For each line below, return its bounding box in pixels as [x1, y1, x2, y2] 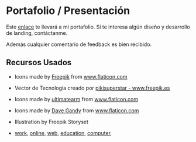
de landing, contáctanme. [6, 29, 68, 36]
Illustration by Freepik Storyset [14, 118, 89, 125]
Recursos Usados [6, 58, 72, 68]
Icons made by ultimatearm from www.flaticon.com [14, 95, 139, 102]
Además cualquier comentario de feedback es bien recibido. [6, 41, 152, 48]
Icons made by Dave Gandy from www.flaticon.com [14, 106, 139, 114]
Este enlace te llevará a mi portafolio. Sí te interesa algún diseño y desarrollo [6, 23, 190, 30]
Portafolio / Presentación [6, 4, 130, 17]
